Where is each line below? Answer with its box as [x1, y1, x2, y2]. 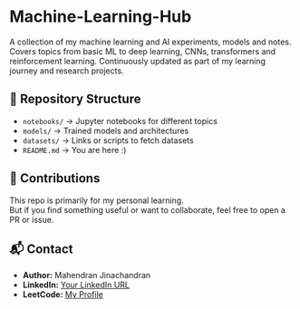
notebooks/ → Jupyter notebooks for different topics [22, 115, 218, 126]
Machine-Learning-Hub [9, 6, 192, 27]
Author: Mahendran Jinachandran [22, 270, 151, 281]
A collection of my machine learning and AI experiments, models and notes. [9, 36, 292, 47]
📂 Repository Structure [9, 92, 141, 107]
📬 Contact [9, 241, 73, 256]
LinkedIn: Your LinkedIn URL [22, 279, 130, 291]
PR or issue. [9, 214, 54, 225]
